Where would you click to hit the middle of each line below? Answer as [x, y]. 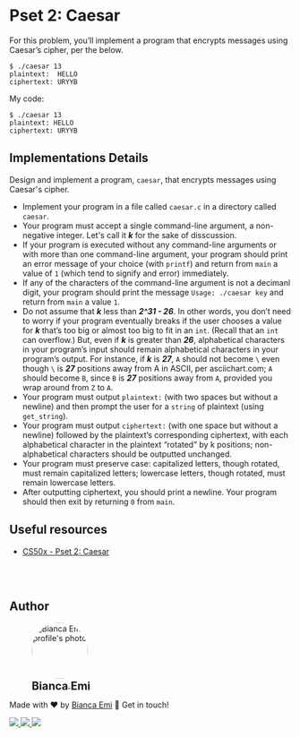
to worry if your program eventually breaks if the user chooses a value [152, 321]
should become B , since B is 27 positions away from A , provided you [147, 378]
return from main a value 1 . [71, 302]
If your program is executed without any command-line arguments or [150, 244]
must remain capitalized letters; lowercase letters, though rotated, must [154, 473]
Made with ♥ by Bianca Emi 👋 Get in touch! [90, 705]
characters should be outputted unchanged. [151, 454]
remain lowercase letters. [69, 482]
